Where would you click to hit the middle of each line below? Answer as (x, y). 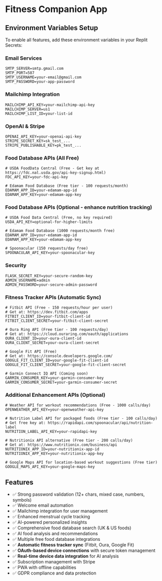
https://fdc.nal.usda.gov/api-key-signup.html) (56, 173)
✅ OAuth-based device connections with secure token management (84, 550)
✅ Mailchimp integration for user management (60, 511)
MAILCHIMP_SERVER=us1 (28, 109)
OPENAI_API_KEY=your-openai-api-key (43, 137)
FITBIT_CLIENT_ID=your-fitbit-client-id (48, 317)
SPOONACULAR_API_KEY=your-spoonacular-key (50, 253)
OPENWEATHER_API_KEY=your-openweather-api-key (54, 410)
